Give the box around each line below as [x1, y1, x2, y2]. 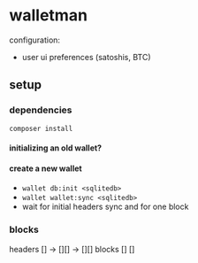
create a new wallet [9, 163, 82, 174]
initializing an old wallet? [9, 143, 103, 153]
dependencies [9, 104, 72, 116]
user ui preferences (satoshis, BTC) [21, 51, 152, 62]
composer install [9, 124, 73, 133]
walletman [9, 5, 88, 26]
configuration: [9, 35, 60, 45]
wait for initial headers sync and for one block [21, 201, 189, 213]
